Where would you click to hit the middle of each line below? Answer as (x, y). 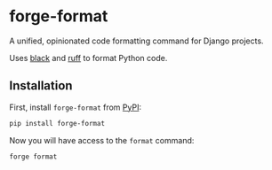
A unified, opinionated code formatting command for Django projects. (136, 41)
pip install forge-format (57, 123)
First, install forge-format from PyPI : (76, 107)
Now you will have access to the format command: (102, 140)
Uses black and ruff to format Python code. (88, 58)
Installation (41, 86)
